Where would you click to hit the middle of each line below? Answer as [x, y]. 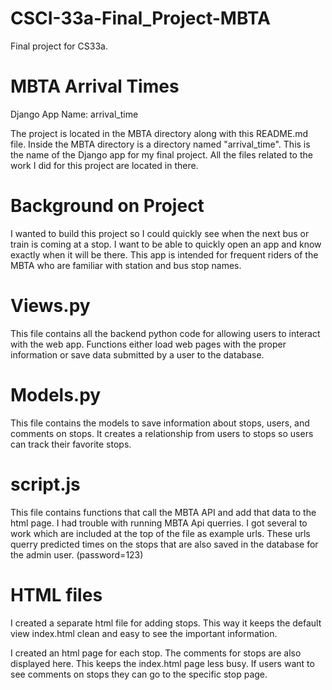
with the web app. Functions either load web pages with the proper [148, 344]
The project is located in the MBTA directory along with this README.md [159, 133]
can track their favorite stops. [71, 444]
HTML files [56, 594]
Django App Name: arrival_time [74, 114]
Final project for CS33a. [59, 46]
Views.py [50, 306]
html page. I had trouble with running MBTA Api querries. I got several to [159, 523]
